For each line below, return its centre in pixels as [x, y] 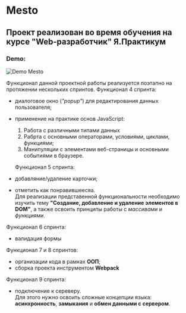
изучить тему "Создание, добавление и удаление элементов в [96, 202]
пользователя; [33, 107]
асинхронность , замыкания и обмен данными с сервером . [92, 303]
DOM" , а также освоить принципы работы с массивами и [88, 209]
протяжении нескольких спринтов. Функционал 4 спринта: [81, 89]
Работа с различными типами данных [72, 130]
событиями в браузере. [54, 155]
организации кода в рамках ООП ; [58, 261]
